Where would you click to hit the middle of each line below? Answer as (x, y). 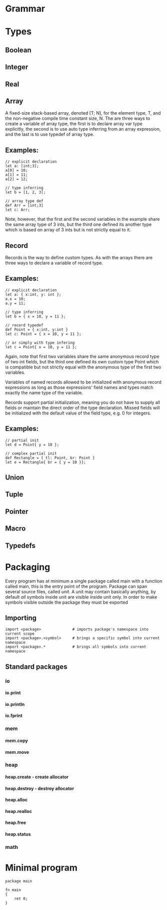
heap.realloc (19, 811)
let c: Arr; (17, 210)
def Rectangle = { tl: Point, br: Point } (50, 458)
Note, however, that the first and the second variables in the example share (82, 219)
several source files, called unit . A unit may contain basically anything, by (80, 592)
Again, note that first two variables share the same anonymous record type (82, 356)
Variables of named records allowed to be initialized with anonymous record (83, 382)
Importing (21, 618)
